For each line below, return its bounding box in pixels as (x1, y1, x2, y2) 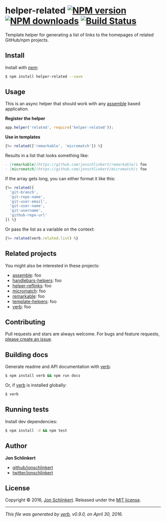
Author (5, 442, 27, 450)
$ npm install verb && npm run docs (5, 373, 81, 378)
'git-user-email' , (9, 199, 48, 204)
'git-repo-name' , (9, 194, 45, 200)
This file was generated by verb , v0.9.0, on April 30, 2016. (5, 511, 123, 517)
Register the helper (5, 116, 45, 121)
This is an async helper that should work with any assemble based (5, 101, 141, 107)
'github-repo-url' (9, 213, 48, 218)
